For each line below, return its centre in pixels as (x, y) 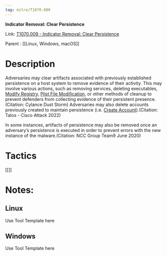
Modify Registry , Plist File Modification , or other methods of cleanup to (78, 94)
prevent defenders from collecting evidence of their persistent (70, 99)
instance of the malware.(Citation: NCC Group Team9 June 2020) (73, 136)
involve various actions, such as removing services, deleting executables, (81, 88)
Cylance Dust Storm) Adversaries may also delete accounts (87, 104)
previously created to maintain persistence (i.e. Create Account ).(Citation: (82, 110)
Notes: (20, 190)
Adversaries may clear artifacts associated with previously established (78, 78)
